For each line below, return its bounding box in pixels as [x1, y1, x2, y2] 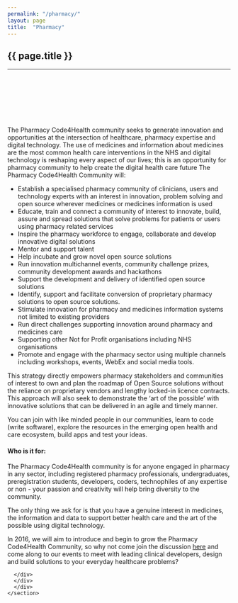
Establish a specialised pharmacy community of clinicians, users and [17, 185, 219, 193]
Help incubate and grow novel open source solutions [17, 252, 172, 261]
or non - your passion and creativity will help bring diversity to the [7, 485, 200, 493]
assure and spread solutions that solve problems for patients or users [17, 215, 221, 223]
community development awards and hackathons [17, 267, 162, 276]
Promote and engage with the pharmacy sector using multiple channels [17, 350, 227, 359]
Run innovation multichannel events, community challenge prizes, [17, 260, 210, 269]
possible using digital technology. [7, 522, 106, 530]
